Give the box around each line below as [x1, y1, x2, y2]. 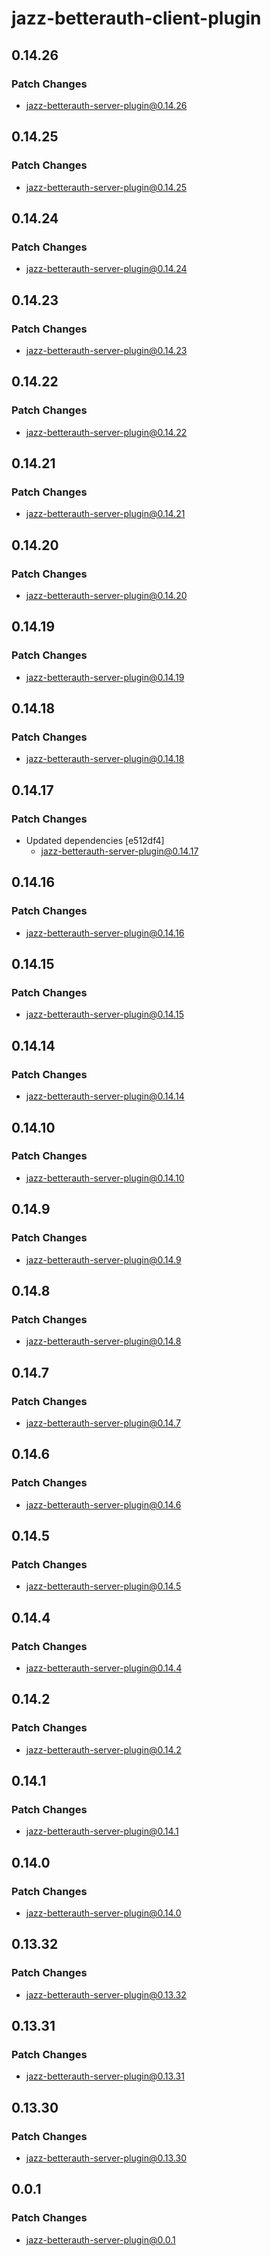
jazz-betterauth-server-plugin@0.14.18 [25, 753, 185, 765]
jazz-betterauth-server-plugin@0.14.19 [25, 671, 185, 683]
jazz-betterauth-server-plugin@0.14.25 [25, 181, 187, 193]
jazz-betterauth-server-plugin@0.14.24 [25, 263, 188, 275]
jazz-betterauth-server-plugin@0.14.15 [25, 1008, 184, 1021]
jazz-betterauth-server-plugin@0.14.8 [25, 1335, 182, 1347]
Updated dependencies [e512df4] [25, 835, 165, 847]
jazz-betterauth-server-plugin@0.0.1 [25, 2233, 176, 2246]
